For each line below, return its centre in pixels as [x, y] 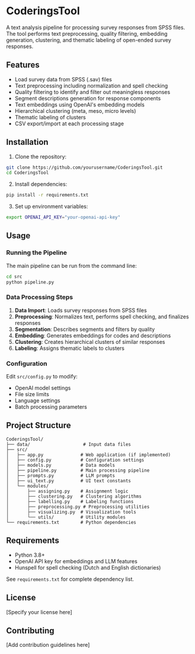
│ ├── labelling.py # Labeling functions [70, 501]
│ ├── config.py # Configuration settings [75, 460]
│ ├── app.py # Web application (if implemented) [88, 455]
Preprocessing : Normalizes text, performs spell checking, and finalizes [102, 317]
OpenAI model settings [43, 388]
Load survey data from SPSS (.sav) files [63, 79]
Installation [27, 142]
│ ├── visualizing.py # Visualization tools [71, 512]
